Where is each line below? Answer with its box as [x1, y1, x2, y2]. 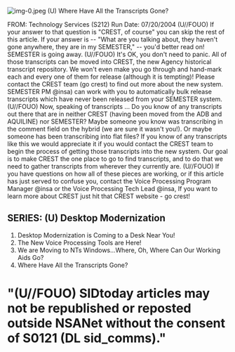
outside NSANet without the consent [7, 315, 226, 331]
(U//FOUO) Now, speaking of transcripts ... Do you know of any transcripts [7, 103, 222, 110]
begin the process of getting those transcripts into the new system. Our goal [7, 148, 228, 155]
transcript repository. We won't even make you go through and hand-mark [7, 65, 222, 73]
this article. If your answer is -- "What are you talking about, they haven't [7, 35, 218, 44]
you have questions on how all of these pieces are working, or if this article [7, 169, 224, 178]
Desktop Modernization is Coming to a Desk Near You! [17, 230, 175, 239]
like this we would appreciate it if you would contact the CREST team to [7, 140, 214, 148]
